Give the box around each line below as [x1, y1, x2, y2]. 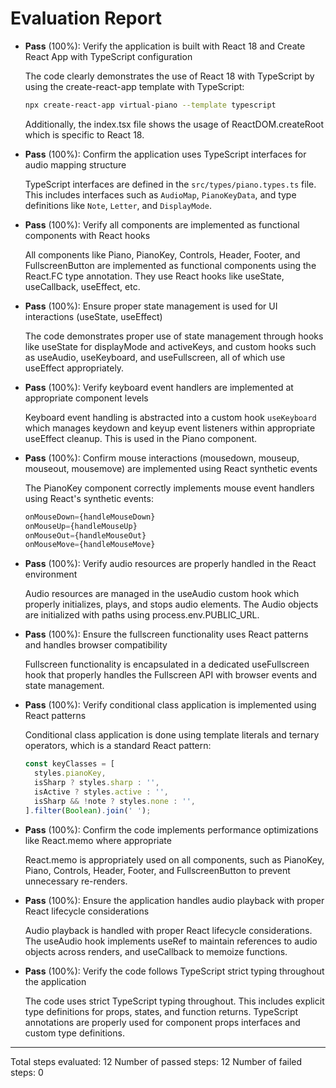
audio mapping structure [24, 158, 127, 171]
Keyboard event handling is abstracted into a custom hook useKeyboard [24, 411, 317, 423]
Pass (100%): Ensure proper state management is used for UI [24, 300, 278, 312]
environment [24, 568, 78, 581]
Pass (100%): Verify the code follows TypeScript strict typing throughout [24, 965, 325, 977]
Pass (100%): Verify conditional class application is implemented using [24, 699, 317, 711]
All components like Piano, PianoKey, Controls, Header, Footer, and [24, 248, 301, 261]
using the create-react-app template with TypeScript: [24, 80, 245, 92]
